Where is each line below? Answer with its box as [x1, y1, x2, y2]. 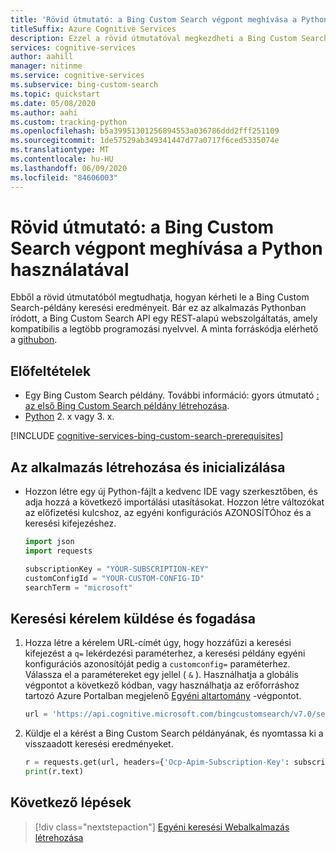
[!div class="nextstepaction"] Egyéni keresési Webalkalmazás [34, 821, 290, 833]
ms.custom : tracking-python [10, 117, 128, 127]
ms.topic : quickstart [10, 89, 101, 99]
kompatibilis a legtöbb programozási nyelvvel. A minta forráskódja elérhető [10, 323, 319, 335]
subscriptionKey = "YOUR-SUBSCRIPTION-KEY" [24, 564, 210, 574]
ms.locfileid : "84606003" [10, 172, 118, 183]
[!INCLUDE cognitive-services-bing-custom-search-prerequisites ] [10, 430, 284, 442]
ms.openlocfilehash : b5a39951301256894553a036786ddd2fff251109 [10, 126, 280, 136]
